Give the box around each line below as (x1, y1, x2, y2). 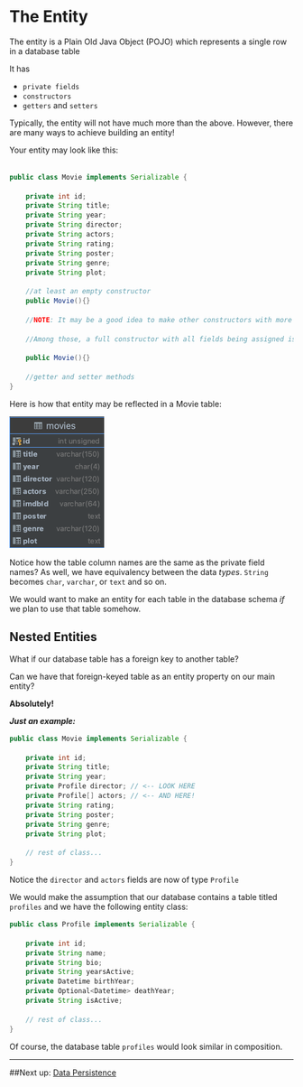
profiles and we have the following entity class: (9, 901, 188, 912)
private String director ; (25, 220, 124, 229)
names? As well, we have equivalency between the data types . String (9, 566, 269, 577)
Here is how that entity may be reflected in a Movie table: (9, 398, 223, 409)
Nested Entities (9, 629, 97, 645)
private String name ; (25, 948, 106, 958)
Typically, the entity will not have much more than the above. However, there (9, 117, 294, 128)
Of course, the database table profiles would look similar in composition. (9, 1041, 283, 1052)
